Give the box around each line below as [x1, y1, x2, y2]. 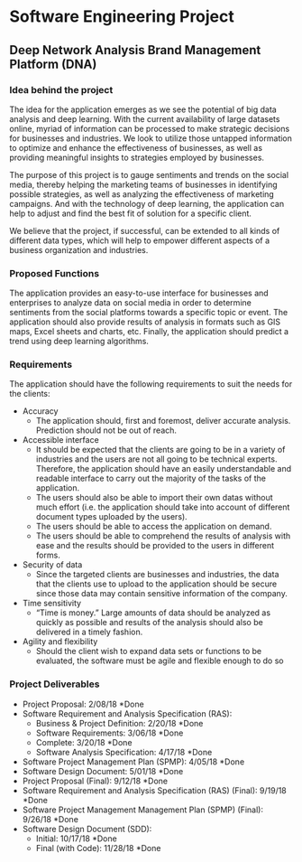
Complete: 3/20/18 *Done [35, 736, 133, 747]
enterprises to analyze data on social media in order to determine [9, 297, 252, 308]
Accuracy [22, 406, 59, 417]
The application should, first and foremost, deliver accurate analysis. [35, 416, 291, 426]
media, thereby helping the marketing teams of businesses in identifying [9, 179, 278, 190]
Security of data [22, 559, 83, 570]
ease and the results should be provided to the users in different [35, 540, 275, 551]
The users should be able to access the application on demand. [35, 521, 272, 532]
